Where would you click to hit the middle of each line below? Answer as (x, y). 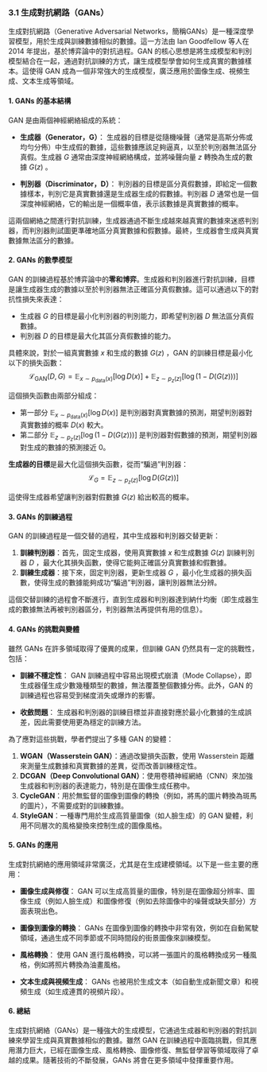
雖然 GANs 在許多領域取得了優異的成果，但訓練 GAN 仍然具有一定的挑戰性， (133, 648)
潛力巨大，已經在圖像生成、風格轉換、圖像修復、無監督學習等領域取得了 (133, 1051)
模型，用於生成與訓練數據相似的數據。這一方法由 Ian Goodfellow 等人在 (132, 41)
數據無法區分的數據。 (43, 240)
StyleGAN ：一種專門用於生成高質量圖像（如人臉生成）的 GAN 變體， (133, 815)
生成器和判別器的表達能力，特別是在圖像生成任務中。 (107, 786)
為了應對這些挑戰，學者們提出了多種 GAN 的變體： (91, 739)
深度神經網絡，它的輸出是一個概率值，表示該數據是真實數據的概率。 (131, 204)
